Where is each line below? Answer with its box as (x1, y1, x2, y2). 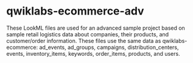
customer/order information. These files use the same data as (6, 37, 161, 44)
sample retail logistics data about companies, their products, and (6, 30, 169, 38)
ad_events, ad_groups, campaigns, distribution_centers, (39, 44, 179, 51)
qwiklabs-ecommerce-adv (6, 4, 144, 18)
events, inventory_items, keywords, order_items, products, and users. (6, 50, 181, 57)
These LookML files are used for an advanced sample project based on (6, 24, 186, 31)
